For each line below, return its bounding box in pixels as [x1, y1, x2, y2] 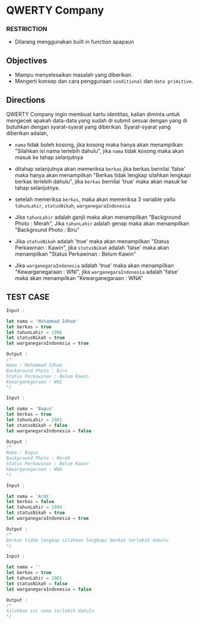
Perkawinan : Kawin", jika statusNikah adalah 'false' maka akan [14, 244, 169, 252]
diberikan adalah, [6, 130, 49, 137]
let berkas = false [6, 499, 55, 505]
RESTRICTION [6, 25, 48, 33]
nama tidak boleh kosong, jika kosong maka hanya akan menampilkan [14, 141, 183, 149]
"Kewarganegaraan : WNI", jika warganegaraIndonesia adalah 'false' [14, 268, 179, 275]
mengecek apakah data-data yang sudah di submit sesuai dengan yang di [6, 117, 188, 124]
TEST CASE [6, 292, 50, 302]
